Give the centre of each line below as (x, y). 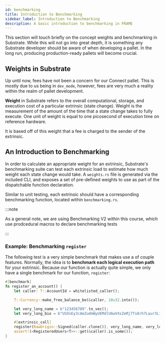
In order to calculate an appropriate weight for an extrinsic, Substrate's (77, 164)
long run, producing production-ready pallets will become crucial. (71, 53)
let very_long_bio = (35, 313)
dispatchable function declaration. (40, 185)
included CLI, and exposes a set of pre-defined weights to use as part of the (82, 179)
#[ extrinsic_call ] (33, 322)
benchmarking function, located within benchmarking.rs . (62, 199)
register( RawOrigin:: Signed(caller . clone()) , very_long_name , (79, 327)
